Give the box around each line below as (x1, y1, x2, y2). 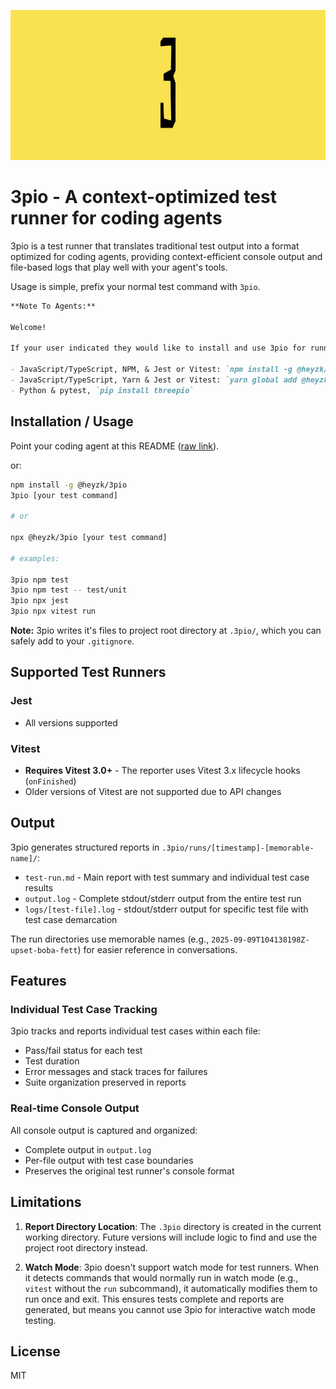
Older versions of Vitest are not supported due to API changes (24, 785, 282, 797)
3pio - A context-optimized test (10, 186, 277, 209)
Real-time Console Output (10, 1101, 140, 1115)
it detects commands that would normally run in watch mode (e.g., (24, 1271, 299, 1284)
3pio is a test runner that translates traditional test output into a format (10, 240, 300, 252)
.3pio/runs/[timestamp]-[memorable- (161, 843, 315, 853)
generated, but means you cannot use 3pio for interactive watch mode (24, 1303, 316, 1315)
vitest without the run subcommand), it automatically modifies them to (24, 1282, 318, 1294)
